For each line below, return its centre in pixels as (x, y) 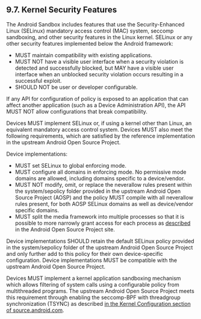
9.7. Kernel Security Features (62, 10)
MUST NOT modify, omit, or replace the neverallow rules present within (104, 184)
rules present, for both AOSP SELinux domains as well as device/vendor (104, 204)
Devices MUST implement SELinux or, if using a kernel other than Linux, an (99, 123)
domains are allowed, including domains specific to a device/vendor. (100, 178)
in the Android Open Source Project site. (65, 229)
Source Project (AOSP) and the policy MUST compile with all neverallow (104, 197)
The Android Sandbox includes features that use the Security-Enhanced (95, 24)
